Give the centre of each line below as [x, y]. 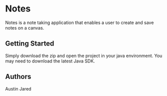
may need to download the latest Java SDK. [50, 61]
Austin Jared [18, 88]
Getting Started [30, 44]
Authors [18, 77]
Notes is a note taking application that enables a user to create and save [79, 22]
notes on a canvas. [25, 27]
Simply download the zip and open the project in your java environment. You [84, 55]
